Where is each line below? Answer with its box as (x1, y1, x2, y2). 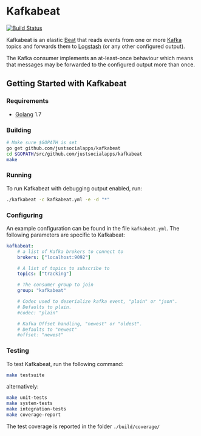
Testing (6, 347, 29, 355)
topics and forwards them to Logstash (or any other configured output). (6, 43, 185, 50)
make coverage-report (6, 412, 61, 418)
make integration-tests (6, 406, 67, 412)
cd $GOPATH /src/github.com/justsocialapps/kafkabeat (6, 151, 143, 157)
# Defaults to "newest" (17, 327, 78, 333)
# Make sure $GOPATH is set (6, 139, 78, 145)
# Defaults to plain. (17, 304, 72, 310)
